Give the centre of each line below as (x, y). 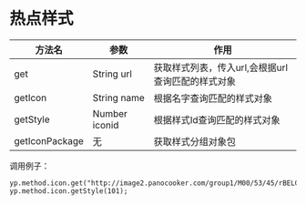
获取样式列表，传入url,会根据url (221, 67)
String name (119, 97)
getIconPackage (49, 140)
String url (112, 74)
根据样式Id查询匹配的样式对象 (217, 119)
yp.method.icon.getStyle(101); (69, 191)
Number (110, 113)
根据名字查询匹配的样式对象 (213, 98)
